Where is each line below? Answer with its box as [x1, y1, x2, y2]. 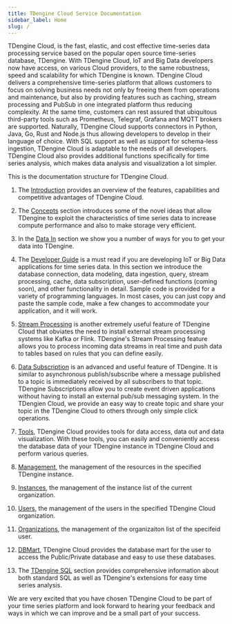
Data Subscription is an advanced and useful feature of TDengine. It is [17, 363, 218, 371]
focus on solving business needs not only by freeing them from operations [8, 86, 220, 94]
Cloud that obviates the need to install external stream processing [17, 327, 206, 335]
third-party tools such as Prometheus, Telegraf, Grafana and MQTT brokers [8, 115, 222, 124]
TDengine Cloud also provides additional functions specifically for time [8, 152, 210, 160]
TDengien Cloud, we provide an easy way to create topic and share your [17, 400, 224, 408]
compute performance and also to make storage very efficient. [17, 222, 197, 230]
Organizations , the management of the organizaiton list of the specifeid [17, 525, 221, 534]
